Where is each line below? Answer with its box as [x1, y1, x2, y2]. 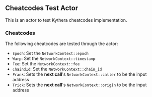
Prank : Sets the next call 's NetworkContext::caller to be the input [12, 71, 147, 77]
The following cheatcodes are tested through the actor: [5, 41, 118, 47]
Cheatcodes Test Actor [5, 4, 78, 12]
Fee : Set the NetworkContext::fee [12, 61, 80, 67]
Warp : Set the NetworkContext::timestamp [12, 55, 96, 61]
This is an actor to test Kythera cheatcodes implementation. [5, 17, 128, 23]
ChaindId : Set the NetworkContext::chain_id [12, 66, 102, 72]
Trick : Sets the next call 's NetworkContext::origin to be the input [12, 82, 147, 88]
